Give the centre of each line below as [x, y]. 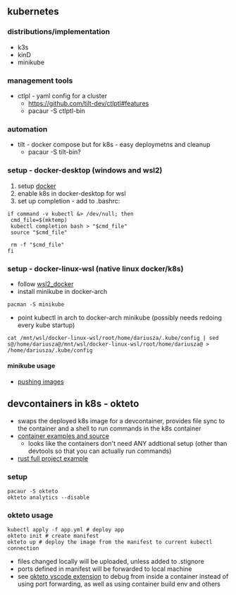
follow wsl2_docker [45, 284]
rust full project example [53, 458]
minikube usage [31, 366]
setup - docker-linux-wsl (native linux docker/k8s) [95, 269]
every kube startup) [46, 325]
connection [23, 548]
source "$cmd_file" [39, 232]
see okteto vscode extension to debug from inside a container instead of [123, 577]
